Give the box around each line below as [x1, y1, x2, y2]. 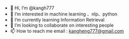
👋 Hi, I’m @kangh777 [10, 5, 55, 11]
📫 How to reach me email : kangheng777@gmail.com [10, 28, 124, 34]
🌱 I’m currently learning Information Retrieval [10, 17, 105, 23]
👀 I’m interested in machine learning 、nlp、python [10, 11, 118, 17]
